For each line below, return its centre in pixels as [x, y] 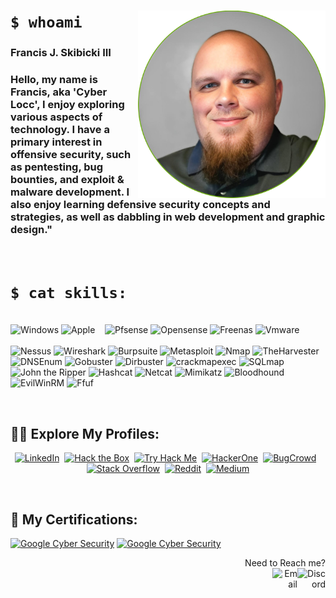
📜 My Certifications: [74, 519]
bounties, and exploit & [67, 180]
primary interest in [56, 142]
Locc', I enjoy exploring [67, 105]
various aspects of [56, 117]
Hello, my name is [54, 80]
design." [31, 230]
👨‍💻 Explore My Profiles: [85, 433]
